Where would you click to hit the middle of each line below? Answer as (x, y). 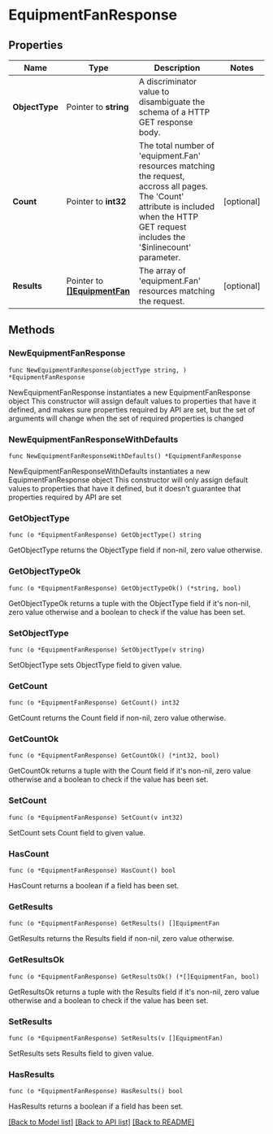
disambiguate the (172, 102)
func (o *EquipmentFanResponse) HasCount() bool (92, 871)
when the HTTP (169, 217)
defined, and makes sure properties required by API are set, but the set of (132, 409)
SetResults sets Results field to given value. (81, 1053)
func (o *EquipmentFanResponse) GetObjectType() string (105, 535)
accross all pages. (173, 186)
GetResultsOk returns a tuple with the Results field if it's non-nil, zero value (134, 992)
